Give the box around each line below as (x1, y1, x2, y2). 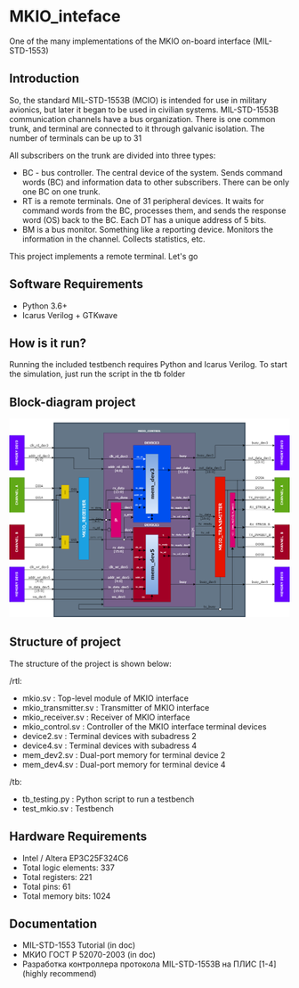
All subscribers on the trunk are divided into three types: (9, 150, 216, 161)
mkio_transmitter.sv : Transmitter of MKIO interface (21, 702, 210, 712)
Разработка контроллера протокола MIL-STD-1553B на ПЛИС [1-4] (21, 959, 277, 969)
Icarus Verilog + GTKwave (21, 309, 118, 320)
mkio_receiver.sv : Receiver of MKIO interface (21, 712, 190, 722)
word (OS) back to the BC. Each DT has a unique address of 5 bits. (21, 214, 267, 225)
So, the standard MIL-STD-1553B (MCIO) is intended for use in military (9, 95, 267, 105)
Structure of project (9, 635, 122, 650)
